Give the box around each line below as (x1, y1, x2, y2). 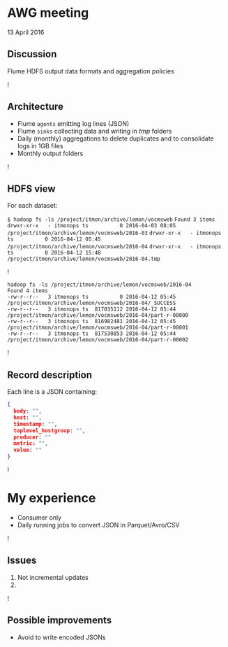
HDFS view (7, 183, 56, 194)
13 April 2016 (7, 28, 45, 36)
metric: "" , (13, 440, 49, 447)
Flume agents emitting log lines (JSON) (17, 119, 130, 127)
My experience (7, 490, 96, 506)
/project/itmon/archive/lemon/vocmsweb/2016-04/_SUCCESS (7, 299, 176, 307)
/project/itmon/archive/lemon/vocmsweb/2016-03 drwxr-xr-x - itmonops (7, 229, 222, 237)
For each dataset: (7, 201, 58, 210)
